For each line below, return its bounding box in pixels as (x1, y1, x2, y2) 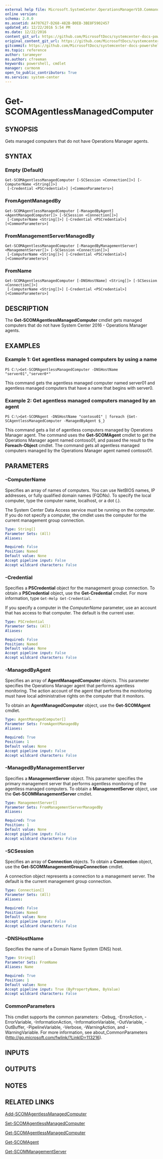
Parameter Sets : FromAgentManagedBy (5, 722, 79, 727)
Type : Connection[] (5, 888, 45, 893)
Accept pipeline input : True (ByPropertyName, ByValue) (5, 987, 120, 992)
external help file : (5, 7, 47, 12)
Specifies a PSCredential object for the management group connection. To (5, 585, 155, 591)
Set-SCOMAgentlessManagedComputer (5, 1120, 85, 1126)
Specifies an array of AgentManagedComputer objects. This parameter (5, 678, 149, 683)
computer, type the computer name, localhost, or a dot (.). (5, 497, 121, 503)
